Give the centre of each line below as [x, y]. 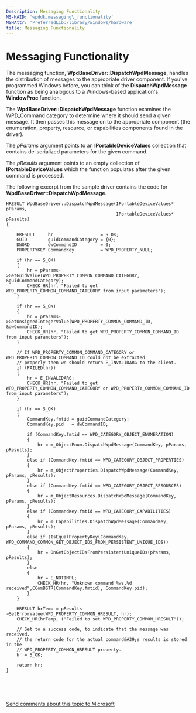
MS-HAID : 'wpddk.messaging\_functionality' [60, 17]
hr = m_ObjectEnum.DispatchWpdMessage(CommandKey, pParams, [112, 445]
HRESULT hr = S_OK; [68, 235]
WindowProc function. [34, 98]
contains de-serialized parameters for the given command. [77, 152]
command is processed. [35, 176]
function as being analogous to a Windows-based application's [82, 92]
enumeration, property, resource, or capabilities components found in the [94, 128]
